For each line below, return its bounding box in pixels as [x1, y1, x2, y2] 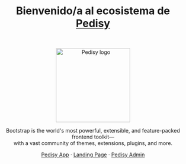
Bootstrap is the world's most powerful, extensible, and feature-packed [6, 127, 180, 134]
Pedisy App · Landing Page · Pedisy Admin [41, 151, 145, 158]
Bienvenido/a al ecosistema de [16, 4, 170, 18]
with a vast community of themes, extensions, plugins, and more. [13, 139, 173, 146]
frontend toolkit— [71, 133, 115, 140]
